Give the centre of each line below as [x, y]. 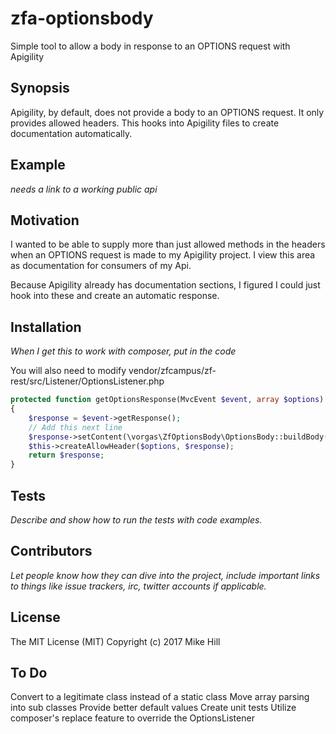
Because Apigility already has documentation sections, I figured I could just [165, 285]
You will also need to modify [68, 371]
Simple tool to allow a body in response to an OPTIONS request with [150, 46]
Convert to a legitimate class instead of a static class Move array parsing [160, 697]
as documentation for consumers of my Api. [101, 266]
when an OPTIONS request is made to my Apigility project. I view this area [163, 255]
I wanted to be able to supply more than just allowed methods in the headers [168, 244]
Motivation [45, 220]
